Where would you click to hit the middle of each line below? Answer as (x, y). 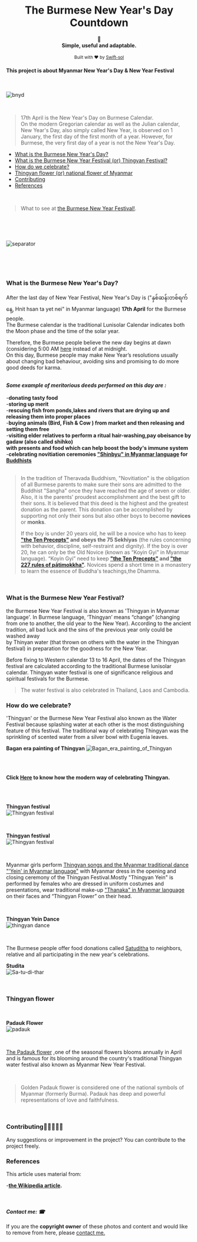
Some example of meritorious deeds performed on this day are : (86, 385)
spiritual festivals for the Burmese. (48, 678)
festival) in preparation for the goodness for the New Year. (77, 648)
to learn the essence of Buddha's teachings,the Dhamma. (91, 571)
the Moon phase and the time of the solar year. (63, 331)
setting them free (28, 429)
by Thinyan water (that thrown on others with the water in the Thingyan (93, 642)
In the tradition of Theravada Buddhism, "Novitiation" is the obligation (105, 478)
